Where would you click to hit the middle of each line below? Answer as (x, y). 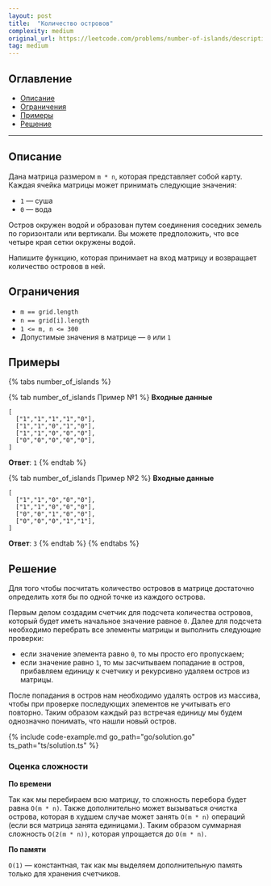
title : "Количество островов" (61, 23)
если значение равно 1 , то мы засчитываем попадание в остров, (132, 663)
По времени (30, 784)
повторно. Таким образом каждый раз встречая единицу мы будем (125, 713)
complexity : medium (41, 31)
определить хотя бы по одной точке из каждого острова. (107, 597)
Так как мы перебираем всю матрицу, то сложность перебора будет (127, 800)
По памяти (27, 850)
